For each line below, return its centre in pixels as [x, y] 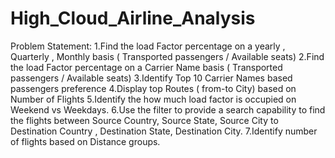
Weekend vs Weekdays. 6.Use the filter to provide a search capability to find [168, 109]
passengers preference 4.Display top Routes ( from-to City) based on [153, 88]
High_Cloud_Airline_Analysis [133, 18]
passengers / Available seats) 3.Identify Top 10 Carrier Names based [151, 78]
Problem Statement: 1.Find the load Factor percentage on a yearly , [148, 46]
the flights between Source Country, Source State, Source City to [144, 120]
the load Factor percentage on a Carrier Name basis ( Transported [146, 67]
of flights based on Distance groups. [85, 141]
